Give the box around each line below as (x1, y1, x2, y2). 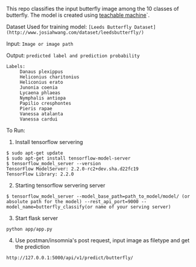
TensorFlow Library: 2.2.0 (6, 171, 74, 177)
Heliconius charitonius (19, 74, 80, 80)
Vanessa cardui (19, 116, 58, 122)
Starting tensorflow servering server (14, 182, 106, 189)
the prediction (14, 243, 50, 250)
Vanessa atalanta (19, 111, 63, 117)
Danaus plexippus (19, 69, 63, 75)
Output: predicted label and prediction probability (6, 52, 140, 59)
